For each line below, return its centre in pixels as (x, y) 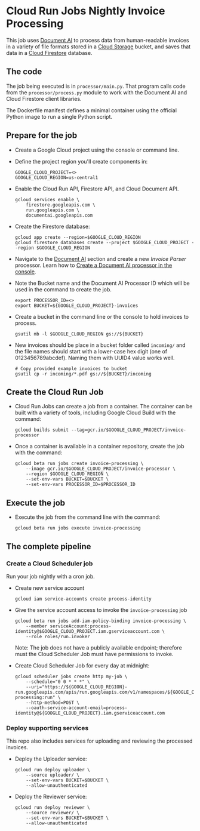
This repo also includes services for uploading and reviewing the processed (99, 741)
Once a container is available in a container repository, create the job (99, 447)
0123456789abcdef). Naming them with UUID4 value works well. (95, 358)
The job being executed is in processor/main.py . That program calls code (96, 86)
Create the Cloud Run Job (55, 392)
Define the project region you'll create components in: (81, 161)
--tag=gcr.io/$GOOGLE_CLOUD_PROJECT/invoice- (129, 430)
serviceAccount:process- (81, 626)
